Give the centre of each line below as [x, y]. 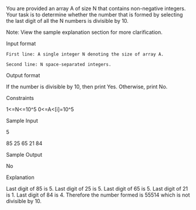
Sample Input [22, 121]
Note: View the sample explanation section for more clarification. [85, 32]
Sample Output [24, 155]
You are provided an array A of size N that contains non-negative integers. [96, 8]
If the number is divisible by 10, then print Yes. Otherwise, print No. [87, 87]
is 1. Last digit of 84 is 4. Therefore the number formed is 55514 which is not [98, 195]
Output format [23, 75]
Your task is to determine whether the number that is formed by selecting [94, 15]
